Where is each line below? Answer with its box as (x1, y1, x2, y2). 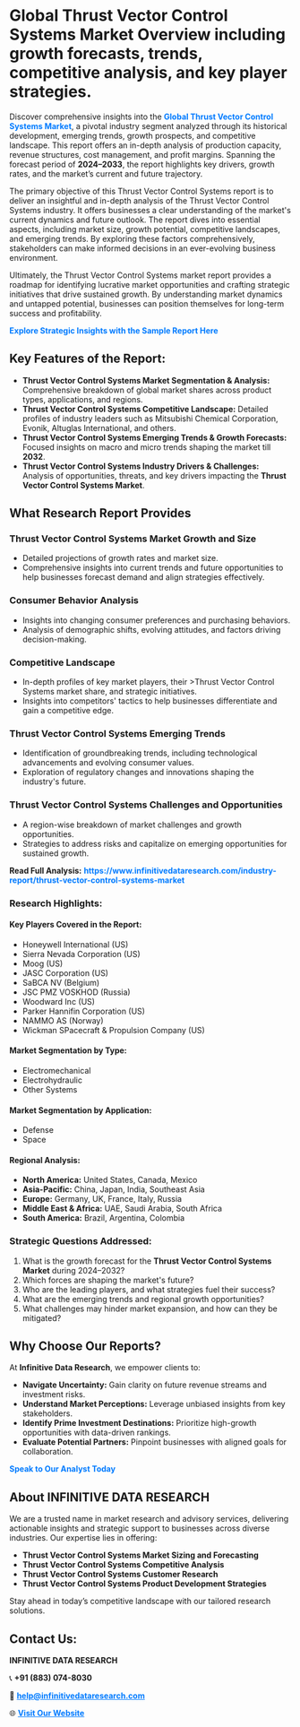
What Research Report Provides (9, 505, 192, 521)
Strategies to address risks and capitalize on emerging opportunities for (21, 838, 287, 849)
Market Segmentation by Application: (9, 1104, 152, 1116)
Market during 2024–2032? (21, 1265, 125, 1275)
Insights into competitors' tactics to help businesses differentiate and (21, 695, 278, 706)
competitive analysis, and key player (9, 63, 288, 83)
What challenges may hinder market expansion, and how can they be (21, 1303, 278, 1314)
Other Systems (21, 1084, 78, 1094)
